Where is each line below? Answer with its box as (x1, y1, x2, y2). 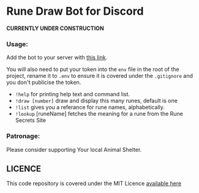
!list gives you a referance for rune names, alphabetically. (15, 104, 165, 111)
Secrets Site (15, 116, 46, 124)
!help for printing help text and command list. (15, 91, 130, 98)
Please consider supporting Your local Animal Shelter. (6, 146, 142, 153)
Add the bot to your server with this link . (6, 54, 108, 61)
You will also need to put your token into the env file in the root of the (6, 66, 179, 73)
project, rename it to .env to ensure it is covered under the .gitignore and (6, 72, 193, 80)
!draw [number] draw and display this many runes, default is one (15, 97, 178, 105)
